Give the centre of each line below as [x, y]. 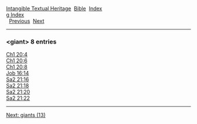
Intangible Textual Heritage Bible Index [54, 9]
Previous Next [26, 21]
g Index [15, 15]
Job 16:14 [18, 73]
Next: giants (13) [26, 115]
